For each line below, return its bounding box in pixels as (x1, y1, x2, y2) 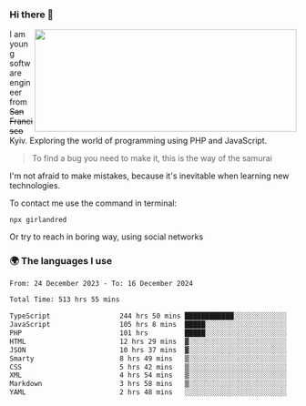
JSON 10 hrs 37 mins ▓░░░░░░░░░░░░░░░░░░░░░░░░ (9, 345, 287, 354)
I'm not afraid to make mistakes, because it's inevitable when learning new (9, 170, 290, 181)
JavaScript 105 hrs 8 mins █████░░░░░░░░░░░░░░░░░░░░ (9, 320, 287, 330)
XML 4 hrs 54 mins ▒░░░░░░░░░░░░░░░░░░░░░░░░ (9, 370, 287, 381)
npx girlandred (9, 216, 67, 225)
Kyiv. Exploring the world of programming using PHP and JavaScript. (9, 136, 268, 147)
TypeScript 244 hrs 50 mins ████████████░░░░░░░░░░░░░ (9, 311, 287, 321)
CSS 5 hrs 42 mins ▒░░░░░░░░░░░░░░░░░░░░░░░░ (9, 362, 287, 371)
